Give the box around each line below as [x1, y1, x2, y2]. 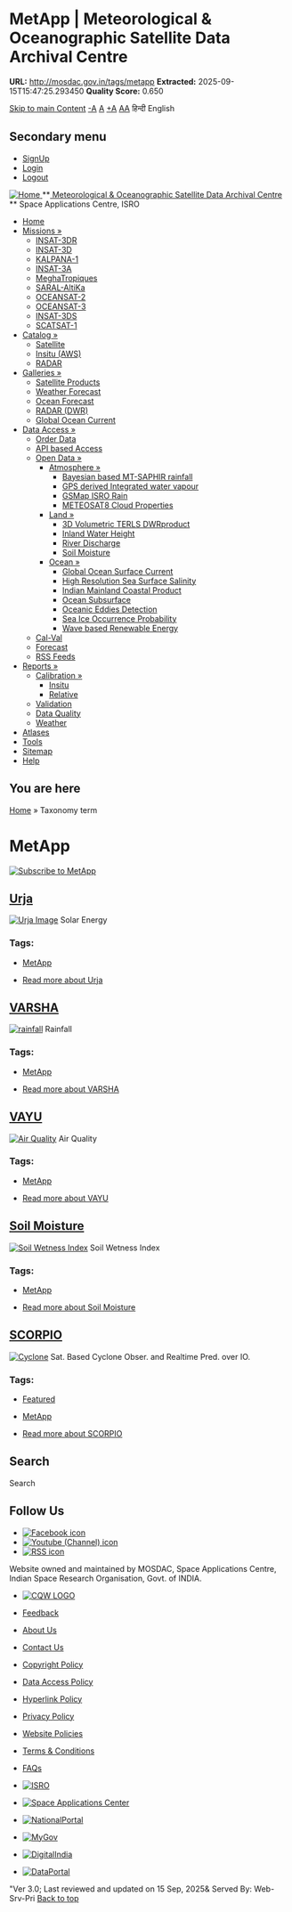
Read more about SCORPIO [21, 1428, 123, 1439]
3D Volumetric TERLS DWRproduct [61, 518, 191, 529]
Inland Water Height [61, 528, 135, 539]
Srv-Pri [9, 1892, 36, 1903]
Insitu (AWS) [35, 348, 82, 359]
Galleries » [21, 367, 62, 378]
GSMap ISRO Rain [61, 490, 128, 500]
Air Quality [58, 1133, 98, 1143]
